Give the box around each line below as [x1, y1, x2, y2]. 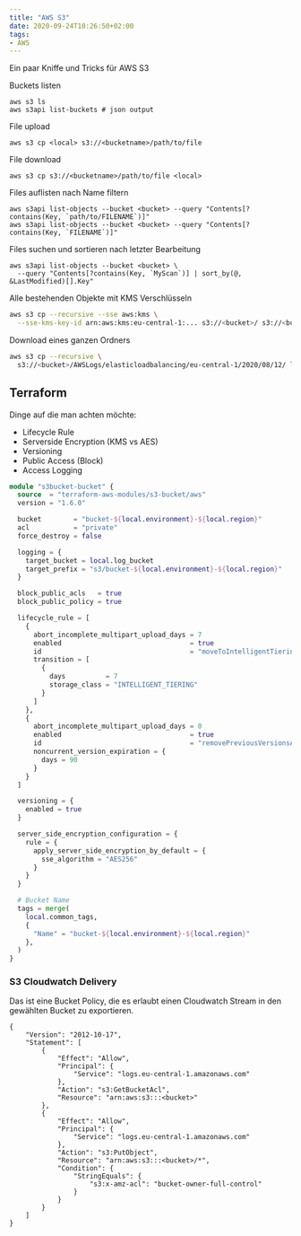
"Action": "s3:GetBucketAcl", [56, 1085, 170, 1095]
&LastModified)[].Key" [9, 277, 94, 286]
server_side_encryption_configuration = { [17, 829, 178, 839]
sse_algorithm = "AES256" [41, 855, 139, 863]
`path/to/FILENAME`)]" [65, 213, 150, 222]
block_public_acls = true [17, 589, 123, 598]
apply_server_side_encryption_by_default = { [32, 846, 206, 855]
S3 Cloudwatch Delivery [9, 976, 117, 988]
